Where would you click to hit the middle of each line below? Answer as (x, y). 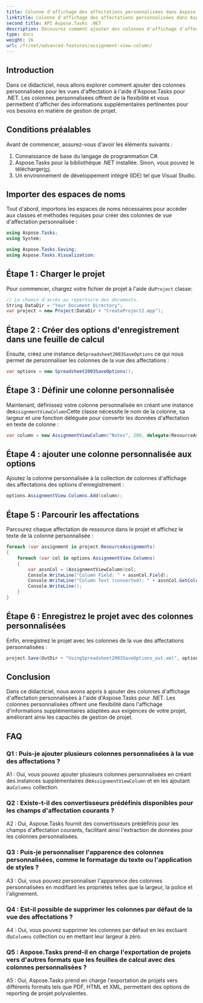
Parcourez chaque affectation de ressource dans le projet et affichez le (95, 529)
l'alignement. (22, 893)
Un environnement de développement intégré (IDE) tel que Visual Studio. (105, 175)
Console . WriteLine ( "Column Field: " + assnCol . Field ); (98, 575)
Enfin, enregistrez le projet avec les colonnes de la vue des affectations (95, 641)
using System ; (24, 239)
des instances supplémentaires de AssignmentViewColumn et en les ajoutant (98, 781)
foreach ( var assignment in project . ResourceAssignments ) (81, 547)
